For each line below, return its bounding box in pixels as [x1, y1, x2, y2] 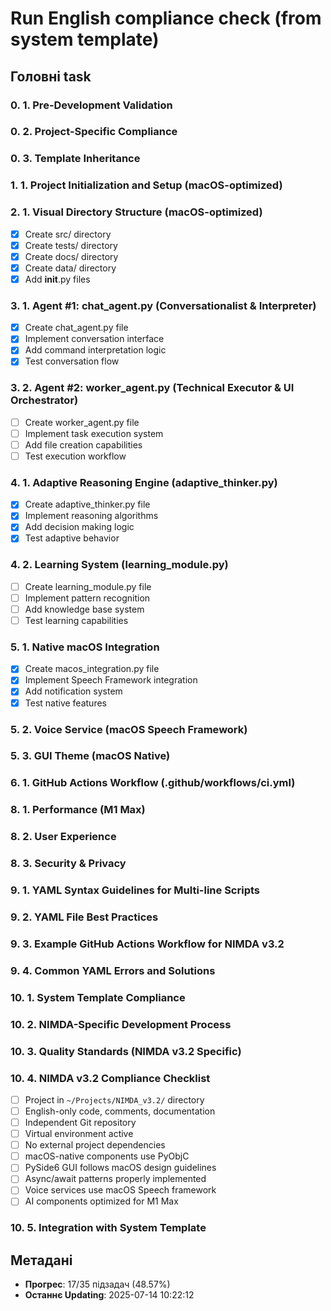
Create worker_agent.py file [24, 416, 140, 428]
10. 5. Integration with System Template [10, 1221, 207, 1235]
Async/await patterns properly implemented [24, 1173, 207, 1185]
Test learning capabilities [24, 615, 129, 626]
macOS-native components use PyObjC [24, 1150, 190, 1162]
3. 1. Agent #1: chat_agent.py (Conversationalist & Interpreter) [10, 298, 317, 312]
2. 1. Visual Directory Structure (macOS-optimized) [10, 205, 263, 219]
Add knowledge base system [24, 603, 145, 615]
